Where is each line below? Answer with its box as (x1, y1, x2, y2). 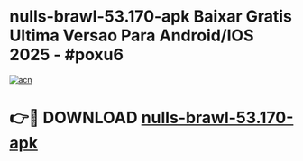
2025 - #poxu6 (9, 45, 124, 65)
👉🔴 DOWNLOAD (9, 108, 138, 128)
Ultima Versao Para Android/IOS (9, 25, 254, 46)
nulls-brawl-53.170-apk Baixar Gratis (9, 6, 293, 27)
